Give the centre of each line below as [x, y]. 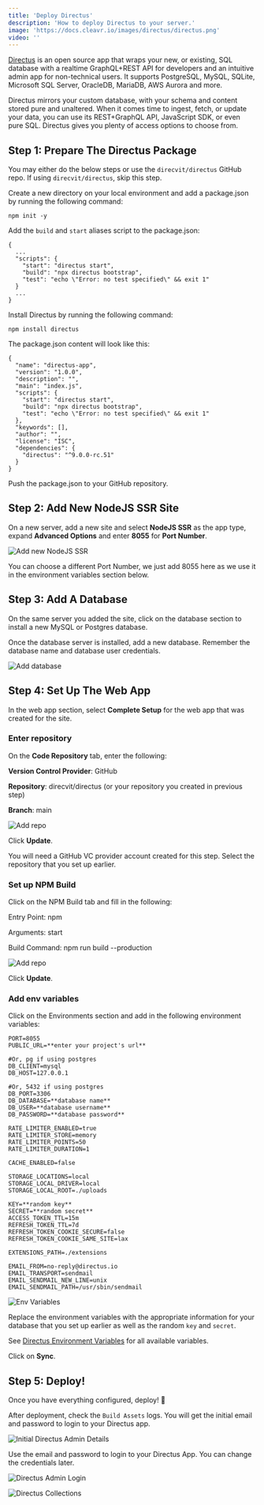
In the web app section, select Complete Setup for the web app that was [126, 709]
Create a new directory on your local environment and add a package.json [128, 193]
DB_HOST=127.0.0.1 [38, 1073]
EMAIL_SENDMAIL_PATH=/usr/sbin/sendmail [76, 1287]
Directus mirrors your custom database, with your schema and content [123, 100]
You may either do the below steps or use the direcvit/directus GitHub [125, 170]
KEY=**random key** [40, 1204]
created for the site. [40, 718]
